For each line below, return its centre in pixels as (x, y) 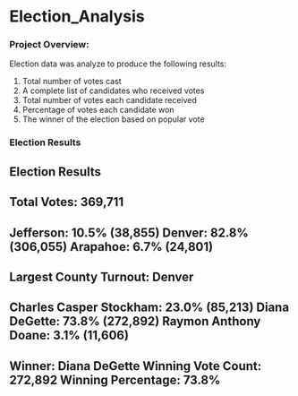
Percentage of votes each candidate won (98, 110)
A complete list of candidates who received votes (113, 90)
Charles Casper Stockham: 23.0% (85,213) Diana (149, 308)
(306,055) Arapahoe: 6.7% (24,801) (111, 247)
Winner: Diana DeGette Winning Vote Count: (136, 366)
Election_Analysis (77, 17)
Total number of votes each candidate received (109, 100)
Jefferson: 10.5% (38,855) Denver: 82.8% (129, 232)
